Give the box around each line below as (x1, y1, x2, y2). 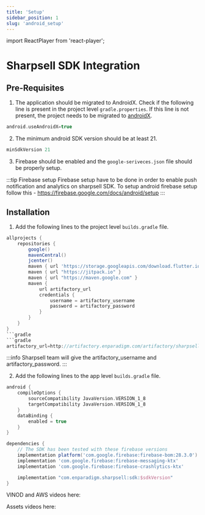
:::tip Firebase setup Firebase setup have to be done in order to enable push (6, 176, 197, 183)
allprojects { (6, 235, 43, 241)
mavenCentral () (28, 252, 67, 258)
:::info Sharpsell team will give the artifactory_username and (6, 354, 157, 361)
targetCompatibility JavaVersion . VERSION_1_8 (28, 401, 146, 407)
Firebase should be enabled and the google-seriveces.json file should (15, 158, 192, 165)
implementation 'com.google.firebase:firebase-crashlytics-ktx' (17, 463, 184, 470)
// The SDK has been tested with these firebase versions (17, 446, 168, 453)
